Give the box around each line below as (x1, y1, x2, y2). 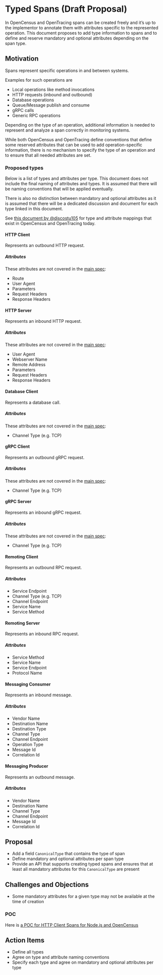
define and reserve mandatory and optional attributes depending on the (5, 35, 149, 41)
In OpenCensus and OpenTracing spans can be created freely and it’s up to (5, 20, 156, 25)
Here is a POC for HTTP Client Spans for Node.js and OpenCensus (5, 922, 139, 928)
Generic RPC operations (12, 112, 61, 118)
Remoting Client (5, 554, 38, 559)
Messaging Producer (5, 763, 49, 769)
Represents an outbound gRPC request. (5, 454, 85, 460)
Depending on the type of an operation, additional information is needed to (5, 122, 155, 128)
